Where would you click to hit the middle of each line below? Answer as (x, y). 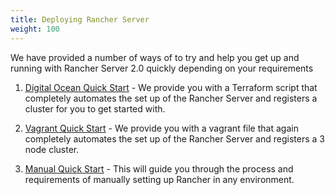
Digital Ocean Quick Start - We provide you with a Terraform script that (171, 87)
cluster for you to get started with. (95, 108)
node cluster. (52, 149)
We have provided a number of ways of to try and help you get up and (155, 57)
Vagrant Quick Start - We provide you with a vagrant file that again (161, 128)
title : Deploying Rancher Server (80, 19)
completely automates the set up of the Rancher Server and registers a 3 (174, 138)
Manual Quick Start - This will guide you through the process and (159, 168)
